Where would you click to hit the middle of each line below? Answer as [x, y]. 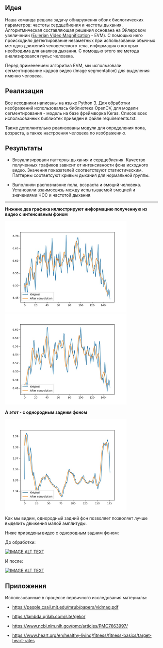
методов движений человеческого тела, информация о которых [72, 45]
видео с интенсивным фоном [36, 214]
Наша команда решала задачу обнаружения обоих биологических [74, 19]
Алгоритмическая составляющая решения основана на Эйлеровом [75, 30]
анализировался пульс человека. [40, 56]
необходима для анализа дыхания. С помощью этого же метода [72, 51]
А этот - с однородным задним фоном [46, 412]
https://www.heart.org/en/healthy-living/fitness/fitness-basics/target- [82, 635]
